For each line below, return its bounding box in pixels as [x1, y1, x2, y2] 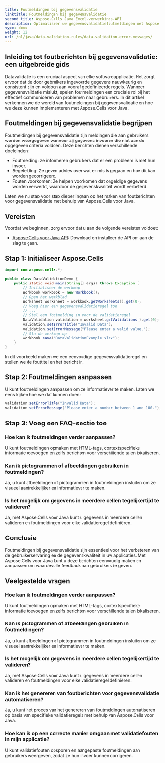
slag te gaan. [12, 240, 39, 246]
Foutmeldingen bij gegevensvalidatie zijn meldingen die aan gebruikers [5, 132, 149, 138]
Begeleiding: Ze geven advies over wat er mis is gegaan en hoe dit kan [12, 168, 156, 173]
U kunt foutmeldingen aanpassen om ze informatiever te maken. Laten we [5, 386, 155, 392]
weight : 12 [5, 30, 27, 35]
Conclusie [5, 534, 37, 542]
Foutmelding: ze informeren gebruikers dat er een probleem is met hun [12, 157, 156, 163]
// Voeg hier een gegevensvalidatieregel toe [23, 304, 118, 309]
